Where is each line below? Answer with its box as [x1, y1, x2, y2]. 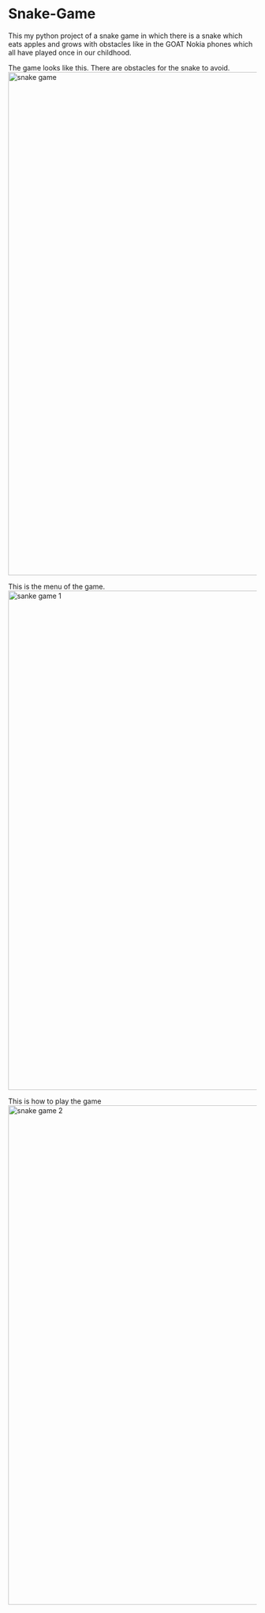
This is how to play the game [8, 1096, 102, 1106]
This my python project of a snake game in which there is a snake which [8, 31, 243, 40]
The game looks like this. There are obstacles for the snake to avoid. [8, 62, 230, 72]
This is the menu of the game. [8, 581, 105, 591]
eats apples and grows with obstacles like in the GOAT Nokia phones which [8, 39, 253, 48]
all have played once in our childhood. [8, 47, 132, 57]
